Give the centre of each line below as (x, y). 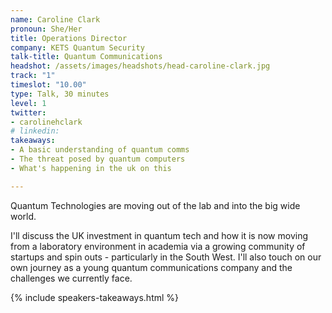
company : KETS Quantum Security (77, 47)
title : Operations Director (69, 38)
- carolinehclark (46, 122)
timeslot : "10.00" (48, 85)
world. (23, 216)
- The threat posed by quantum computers (98, 159)
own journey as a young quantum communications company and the (151, 267)
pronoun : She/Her (46, 29)
